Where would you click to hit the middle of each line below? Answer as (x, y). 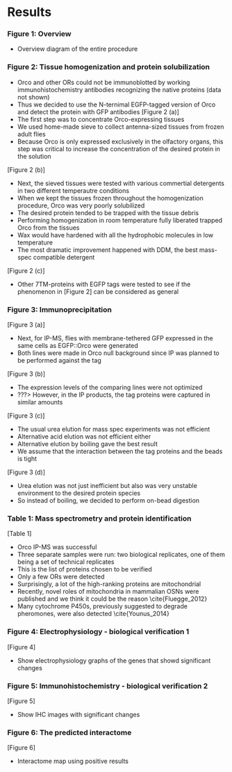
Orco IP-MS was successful (57, 547)
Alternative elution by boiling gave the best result (87, 444)
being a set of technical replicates (66, 562)
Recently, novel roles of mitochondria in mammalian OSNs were (108, 592)
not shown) (33, 97)
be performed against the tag (59, 361)
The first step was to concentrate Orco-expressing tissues (101, 119)
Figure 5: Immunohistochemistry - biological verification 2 (108, 686)
